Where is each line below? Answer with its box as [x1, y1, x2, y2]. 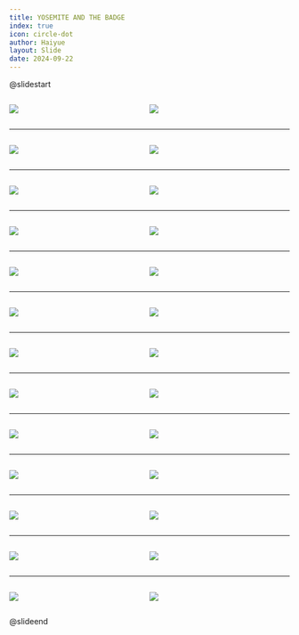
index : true [9, 21, 53, 30]
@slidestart [9, 79, 52, 89]
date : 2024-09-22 [9, 54, 74, 63]
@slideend [9, 616, 49, 626]
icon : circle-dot [9, 29, 74, 38]
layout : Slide [9, 46, 62, 55]
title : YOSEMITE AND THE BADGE [9, 12, 125, 22]
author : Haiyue [9, 37, 66, 47]
